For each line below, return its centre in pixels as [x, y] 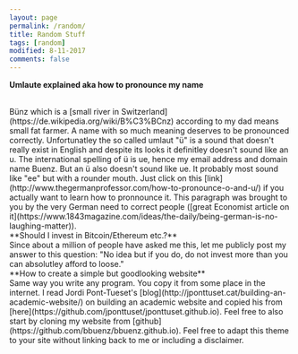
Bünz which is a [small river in [64, 112]
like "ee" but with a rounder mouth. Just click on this [106, 178]
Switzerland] [144, 112]
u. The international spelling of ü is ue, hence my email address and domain [149, 159]
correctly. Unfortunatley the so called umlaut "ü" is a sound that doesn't [142, 140]
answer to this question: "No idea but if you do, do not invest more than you [149, 255]
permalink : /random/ [48, 26]
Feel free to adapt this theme [236, 331]
